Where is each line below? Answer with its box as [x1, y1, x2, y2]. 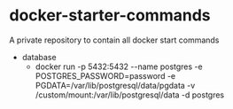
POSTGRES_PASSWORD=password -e [35, 70, 175, 81]
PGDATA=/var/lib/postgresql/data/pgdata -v [35, 80, 196, 90]
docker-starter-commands [9, 5, 211, 26]
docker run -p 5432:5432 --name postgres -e [35, 61, 203, 72]
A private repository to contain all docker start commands [9, 35, 220, 45]
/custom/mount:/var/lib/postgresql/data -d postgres [35, 90, 225, 100]
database [21, 51, 57, 62]
